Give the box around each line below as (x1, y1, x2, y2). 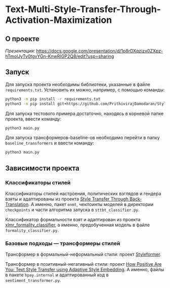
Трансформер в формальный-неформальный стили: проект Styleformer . (5, 252, 162, 258)
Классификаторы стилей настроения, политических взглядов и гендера (5, 191, 161, 196)
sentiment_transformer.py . (5, 277, 61, 283)
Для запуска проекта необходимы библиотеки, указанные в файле (5, 81, 150, 87)
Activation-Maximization (5, 14, 112, 26)
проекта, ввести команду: (5, 115, 62, 122)
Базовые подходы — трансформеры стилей (5, 239, 120, 246)
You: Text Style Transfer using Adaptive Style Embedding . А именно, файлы (5, 267, 164, 273)
